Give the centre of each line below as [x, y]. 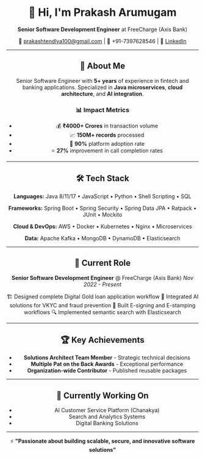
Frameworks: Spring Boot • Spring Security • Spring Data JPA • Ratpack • [103, 208]
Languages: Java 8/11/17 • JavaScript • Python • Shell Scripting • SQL [103, 196]
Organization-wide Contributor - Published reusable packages [107, 371]
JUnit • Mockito [103, 214]
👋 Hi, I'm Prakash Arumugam [103, 13]
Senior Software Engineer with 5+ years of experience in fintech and [103, 81]
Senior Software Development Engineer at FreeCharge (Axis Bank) [103, 29]
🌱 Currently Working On [103, 395]
